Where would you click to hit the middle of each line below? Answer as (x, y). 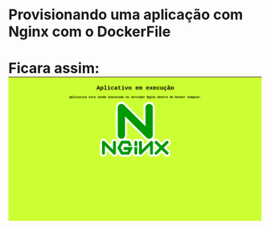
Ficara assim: (54, 68)
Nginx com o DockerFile (90, 32)
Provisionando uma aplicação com (126, 15)
